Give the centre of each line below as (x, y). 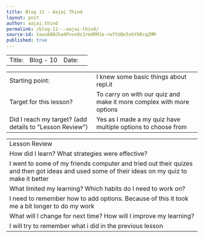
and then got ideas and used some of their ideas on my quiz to (98, 171)
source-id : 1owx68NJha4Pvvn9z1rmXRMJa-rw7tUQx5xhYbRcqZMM (81, 35)
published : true (27, 40)
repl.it (104, 84)
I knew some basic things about (141, 77)
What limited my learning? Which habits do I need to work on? (97, 188)
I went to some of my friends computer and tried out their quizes (101, 163)
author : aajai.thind (32, 23)
